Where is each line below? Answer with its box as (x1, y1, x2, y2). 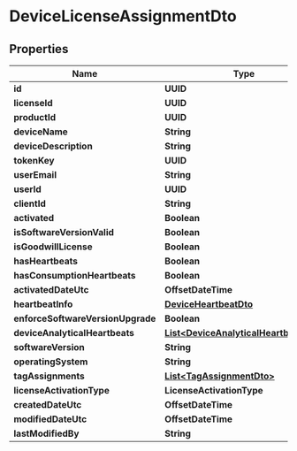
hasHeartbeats (13, 255, 78, 267)
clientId (13, 197, 47, 210)
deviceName (13, 126, 68, 138)
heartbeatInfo (13, 298, 73, 310)
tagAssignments (13, 370, 86, 382)
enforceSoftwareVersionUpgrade (13, 312, 156, 325)
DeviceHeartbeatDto (164, 298, 254, 310)
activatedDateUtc (13, 284, 89, 295)
